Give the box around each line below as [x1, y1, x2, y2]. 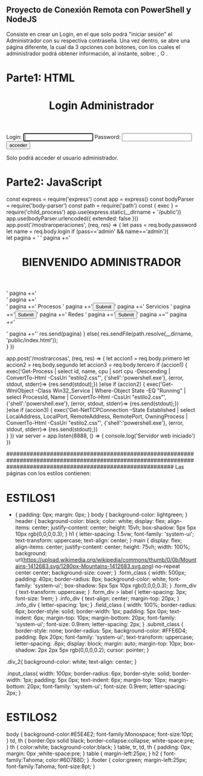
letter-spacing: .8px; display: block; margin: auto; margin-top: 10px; [14, 640, 182, 647]
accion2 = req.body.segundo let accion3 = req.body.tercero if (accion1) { [6, 361, 188, 369]
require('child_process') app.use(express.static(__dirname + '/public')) [6, 209, 181, 216]
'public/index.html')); [6, 337, 59, 344]
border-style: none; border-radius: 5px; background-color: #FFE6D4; [14, 627, 187, 635]
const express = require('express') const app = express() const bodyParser [6, 195, 195, 203]
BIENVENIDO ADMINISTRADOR [22, 255, 181, 269]
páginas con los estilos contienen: [6, 470, 91, 477]
